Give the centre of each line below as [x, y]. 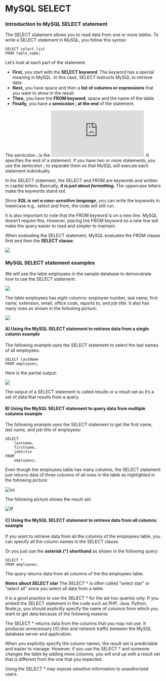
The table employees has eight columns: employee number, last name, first [82, 298]
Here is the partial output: [31, 373]
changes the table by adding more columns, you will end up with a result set [83, 654]
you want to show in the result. [43, 93]
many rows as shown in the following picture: [51, 308]
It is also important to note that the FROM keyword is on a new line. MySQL [81, 215]
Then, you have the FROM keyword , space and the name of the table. [83, 98]
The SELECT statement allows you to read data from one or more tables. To [82, 35]
